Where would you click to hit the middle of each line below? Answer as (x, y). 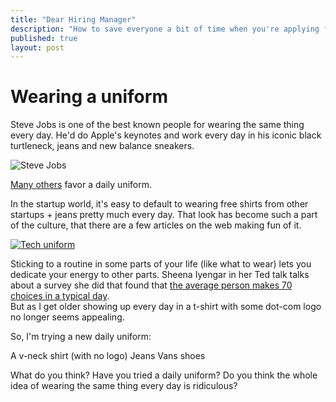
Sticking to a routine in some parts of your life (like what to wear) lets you (161, 264)
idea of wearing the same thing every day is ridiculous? (124, 386)
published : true (44, 38)
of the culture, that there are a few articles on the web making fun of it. (156, 225)
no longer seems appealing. (67, 317)
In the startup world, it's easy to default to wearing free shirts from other (159, 204)
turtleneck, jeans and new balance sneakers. (102, 146)
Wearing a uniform (89, 97)
